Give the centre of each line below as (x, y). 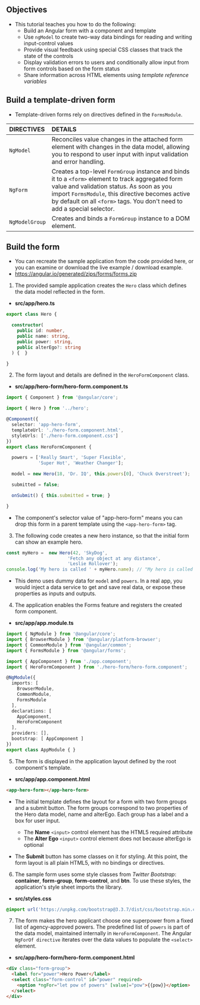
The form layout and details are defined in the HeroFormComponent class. (102, 375)
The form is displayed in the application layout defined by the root (96, 761)
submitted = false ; (36, 485)
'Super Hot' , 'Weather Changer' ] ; (81, 463)
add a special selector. (83, 208)
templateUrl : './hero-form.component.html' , (68, 430)
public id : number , (41, 331)
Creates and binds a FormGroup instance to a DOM (121, 218)
